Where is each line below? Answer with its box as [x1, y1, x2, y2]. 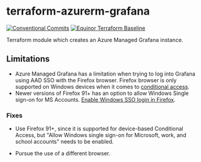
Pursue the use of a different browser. [15, 150, 111, 157]
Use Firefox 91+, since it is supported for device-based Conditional [15, 125, 184, 132]
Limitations [6, 54, 50, 65]
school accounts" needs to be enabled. [15, 138, 114, 146]
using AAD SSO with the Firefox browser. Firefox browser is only [15, 76, 177, 83]
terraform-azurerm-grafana [6, 4, 150, 18]
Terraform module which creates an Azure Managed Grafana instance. [6, 36, 184, 43]
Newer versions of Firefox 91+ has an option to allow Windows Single [15, 90, 189, 97]
